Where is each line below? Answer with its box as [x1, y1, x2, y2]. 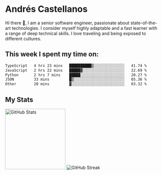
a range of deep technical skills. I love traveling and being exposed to [5, 30, 146, 36]
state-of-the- [130, 20, 157, 26]
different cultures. [5, 36, 41, 42]
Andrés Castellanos [5, 3, 88, 15]
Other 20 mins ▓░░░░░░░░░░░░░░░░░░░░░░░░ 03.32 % [5, 82, 147, 87]
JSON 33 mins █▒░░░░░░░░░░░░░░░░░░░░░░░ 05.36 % [5, 77, 147, 82]
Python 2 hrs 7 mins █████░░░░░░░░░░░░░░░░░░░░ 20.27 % [5, 72, 147, 77]
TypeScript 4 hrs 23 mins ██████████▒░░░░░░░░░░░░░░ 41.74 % [5, 63, 147, 68]
